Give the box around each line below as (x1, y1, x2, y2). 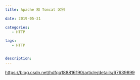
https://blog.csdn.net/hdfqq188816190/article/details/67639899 (5, 69, 135, 75)
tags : (5, 38, 16, 43)
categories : (5, 25, 30, 30)
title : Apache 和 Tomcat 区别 (5, 7, 65, 12)
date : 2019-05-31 (5, 16, 41, 21)
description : (5, 56, 32, 61)
